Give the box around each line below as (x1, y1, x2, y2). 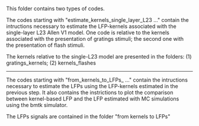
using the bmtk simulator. (6, 102, 68, 108)
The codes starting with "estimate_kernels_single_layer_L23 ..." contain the (6, 17, 189, 23)
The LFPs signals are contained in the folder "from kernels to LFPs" (6, 113, 171, 120)
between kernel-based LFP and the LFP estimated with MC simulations (6, 95, 179, 102)
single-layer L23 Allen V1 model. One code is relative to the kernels (6, 29, 170, 36)
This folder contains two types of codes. (6, 5, 105, 12)
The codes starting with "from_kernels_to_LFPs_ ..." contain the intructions (6, 76, 188, 83)
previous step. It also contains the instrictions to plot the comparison (6, 89, 174, 96)
